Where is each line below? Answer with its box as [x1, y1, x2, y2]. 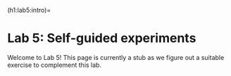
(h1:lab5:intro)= [7, 6, 51, 14]
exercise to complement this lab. [7, 61, 102, 69]
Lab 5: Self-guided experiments [7, 31, 196, 46]
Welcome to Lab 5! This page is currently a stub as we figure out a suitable [7, 53, 225, 61]
